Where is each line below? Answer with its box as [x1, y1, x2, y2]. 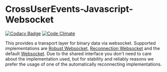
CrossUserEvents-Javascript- [5, 3, 133, 15]
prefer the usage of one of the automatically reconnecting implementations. [5, 61, 162, 67]
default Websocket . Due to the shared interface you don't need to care [5, 51, 152, 57]
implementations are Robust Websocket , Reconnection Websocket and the [5, 45, 160, 51]
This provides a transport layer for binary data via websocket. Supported [5, 40, 156, 46]
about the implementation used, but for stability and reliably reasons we [5, 56, 154, 62]
